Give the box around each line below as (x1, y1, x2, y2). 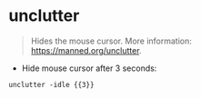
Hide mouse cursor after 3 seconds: (21, 63, 157, 73)
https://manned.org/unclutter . (30, 44, 142, 55)
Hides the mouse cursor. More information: (30, 35, 193, 46)
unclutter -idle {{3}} (8, 80, 95, 89)
